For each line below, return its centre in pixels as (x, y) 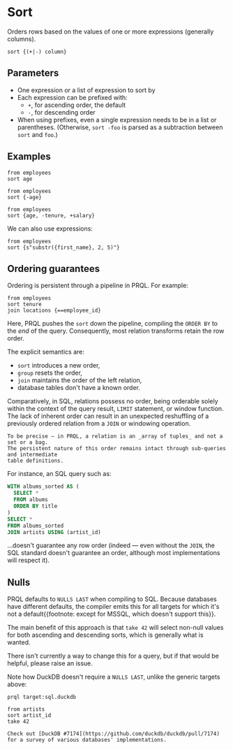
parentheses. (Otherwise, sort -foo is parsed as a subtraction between (120, 127)
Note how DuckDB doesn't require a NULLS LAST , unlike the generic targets (114, 677)
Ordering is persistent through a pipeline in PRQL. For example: (98, 286)
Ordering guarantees (53, 269)
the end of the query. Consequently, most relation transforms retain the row (116, 331)
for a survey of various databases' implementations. (87, 740)
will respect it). (29, 561)
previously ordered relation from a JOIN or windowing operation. (99, 424)
